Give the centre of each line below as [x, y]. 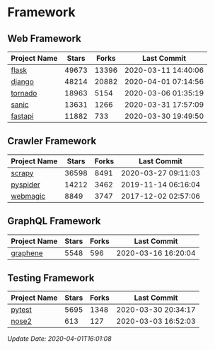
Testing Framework [51, 278]
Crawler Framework [52, 141]
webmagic [28, 196]
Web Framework [44, 39]
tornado [24, 93]
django [22, 82]
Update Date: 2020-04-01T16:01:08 [59, 339]
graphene [27, 253]
